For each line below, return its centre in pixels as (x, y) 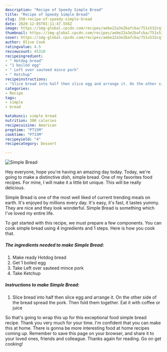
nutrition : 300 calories (31, 120)
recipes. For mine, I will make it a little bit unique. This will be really (73, 183)
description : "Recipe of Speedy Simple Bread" (54, 10)
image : (12, 28)
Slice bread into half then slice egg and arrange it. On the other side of (84, 297)
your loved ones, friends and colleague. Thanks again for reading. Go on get (83, 339)
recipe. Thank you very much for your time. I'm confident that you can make (83, 323)
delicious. (15, 188)
